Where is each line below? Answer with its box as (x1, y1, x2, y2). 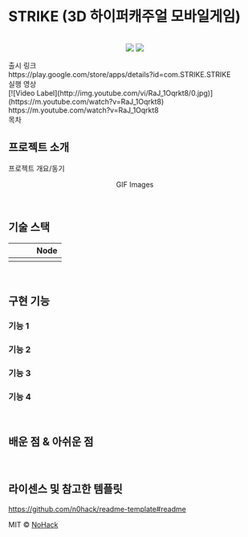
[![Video (8, 88, 35, 97)
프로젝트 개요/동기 (8, 163, 66, 173)
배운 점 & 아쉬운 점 (8, 435, 94, 449)
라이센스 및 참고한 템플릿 (8, 482, 123, 496)
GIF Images (116, 179, 154, 189)
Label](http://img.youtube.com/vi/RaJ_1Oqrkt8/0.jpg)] (36, 88, 213, 97)
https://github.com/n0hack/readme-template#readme (8, 504, 186, 514)
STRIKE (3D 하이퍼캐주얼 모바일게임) (8, 7, 241, 26)
